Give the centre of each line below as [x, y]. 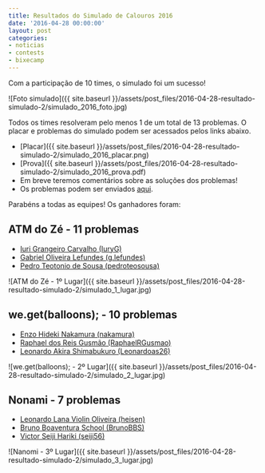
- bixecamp [26, 61]
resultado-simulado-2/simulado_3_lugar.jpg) [81, 460]
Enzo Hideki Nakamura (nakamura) [77, 334]
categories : [28, 38]
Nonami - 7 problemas [65, 400]
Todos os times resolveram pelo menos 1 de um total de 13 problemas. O [128, 122]
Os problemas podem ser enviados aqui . [86, 189]
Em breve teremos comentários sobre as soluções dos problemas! [129, 180]
